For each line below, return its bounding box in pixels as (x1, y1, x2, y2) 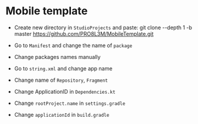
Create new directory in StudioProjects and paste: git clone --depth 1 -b (14, 24, 192, 31)
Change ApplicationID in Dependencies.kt (14, 88, 116, 95)
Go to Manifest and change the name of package (14, 42, 132, 49)
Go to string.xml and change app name (14, 64, 113, 72)
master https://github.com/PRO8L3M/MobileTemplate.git (14, 30, 154, 37)
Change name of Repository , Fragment (14, 76, 108, 83)
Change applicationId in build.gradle (14, 111, 110, 118)
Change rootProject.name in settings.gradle (14, 100, 126, 107)
